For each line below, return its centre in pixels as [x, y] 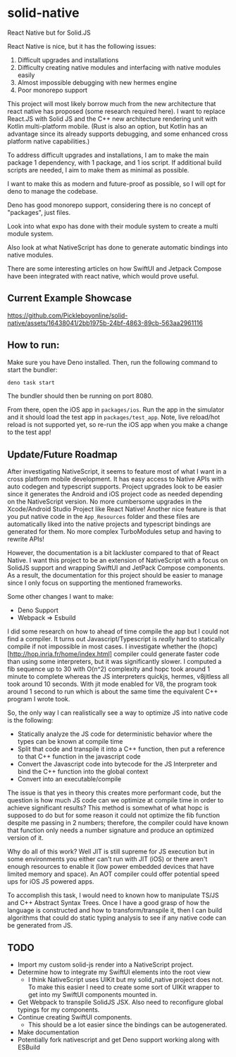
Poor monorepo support [52, 90]
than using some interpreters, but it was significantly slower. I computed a [114, 662]
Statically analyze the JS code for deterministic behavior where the [115, 734]
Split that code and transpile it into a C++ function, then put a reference [121, 749]
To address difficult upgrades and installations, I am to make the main [108, 155]
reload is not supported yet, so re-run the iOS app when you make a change [118, 425]
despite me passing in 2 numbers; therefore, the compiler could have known [118, 823]
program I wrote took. [39, 699]
